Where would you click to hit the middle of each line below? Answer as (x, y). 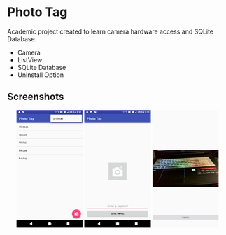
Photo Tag (37, 12)
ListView (30, 59)
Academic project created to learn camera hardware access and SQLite (111, 31)
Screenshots (36, 97)
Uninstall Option (41, 75)
